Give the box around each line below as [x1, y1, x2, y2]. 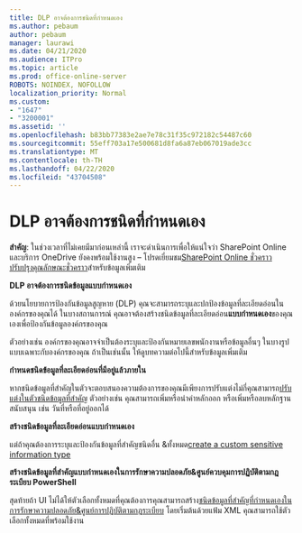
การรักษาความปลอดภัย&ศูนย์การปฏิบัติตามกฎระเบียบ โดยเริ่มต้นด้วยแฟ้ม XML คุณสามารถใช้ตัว [9, 505, 291, 516]
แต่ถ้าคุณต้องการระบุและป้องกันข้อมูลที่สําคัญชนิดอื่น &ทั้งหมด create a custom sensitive [9, 439, 284, 450]
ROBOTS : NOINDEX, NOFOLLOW [9, 80, 111, 89]
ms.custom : [9, 96, 50, 106]
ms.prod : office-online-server [9, 72, 127, 81]
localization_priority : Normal [9, 88, 127, 97]
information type [9, 449, 71, 460]
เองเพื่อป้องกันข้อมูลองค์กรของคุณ [9, 318, 108, 329]
